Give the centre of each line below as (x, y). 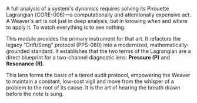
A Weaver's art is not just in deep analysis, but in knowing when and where (97, 21)
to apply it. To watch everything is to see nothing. (66, 27)
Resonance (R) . (25, 64)
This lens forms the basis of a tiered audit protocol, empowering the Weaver (98, 75)
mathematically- (169, 45)
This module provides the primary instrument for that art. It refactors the (94, 39)
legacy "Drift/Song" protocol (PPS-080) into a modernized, (77, 45)
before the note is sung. (35, 94)
